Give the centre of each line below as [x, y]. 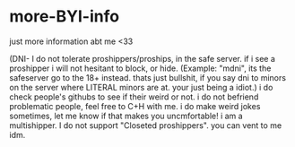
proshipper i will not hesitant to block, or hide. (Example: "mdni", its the [140, 68]
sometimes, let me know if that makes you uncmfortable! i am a [126, 116]
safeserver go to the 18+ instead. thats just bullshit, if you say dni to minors [148, 77]
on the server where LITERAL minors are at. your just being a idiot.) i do [141, 87]
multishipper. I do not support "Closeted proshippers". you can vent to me [146, 125]
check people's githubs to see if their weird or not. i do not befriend [134, 97]
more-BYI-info [64, 17]
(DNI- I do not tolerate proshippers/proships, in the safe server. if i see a [143, 58]
